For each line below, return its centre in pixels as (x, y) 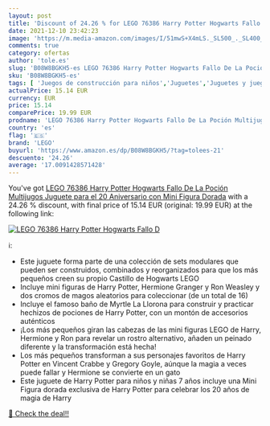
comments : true (34, 46)
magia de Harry (46, 398)
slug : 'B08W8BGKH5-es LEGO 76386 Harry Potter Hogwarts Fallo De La (125, 68)
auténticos (37, 322)
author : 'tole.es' (39, 61)
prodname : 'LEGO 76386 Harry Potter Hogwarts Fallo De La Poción (120, 121)
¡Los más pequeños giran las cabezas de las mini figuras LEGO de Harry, (141, 330)
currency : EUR (32, 98)
